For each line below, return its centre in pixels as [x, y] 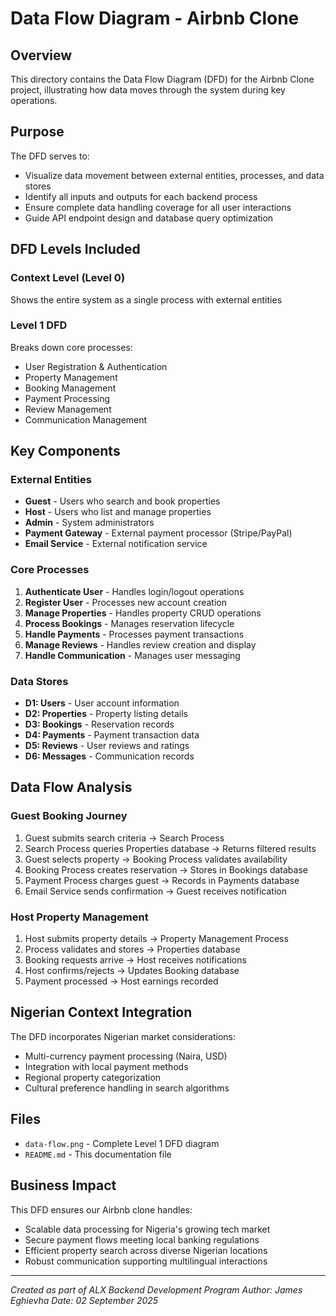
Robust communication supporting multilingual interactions [146, 1261]
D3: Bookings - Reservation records [99, 724]
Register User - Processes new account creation [125, 602]
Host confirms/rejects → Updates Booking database [132, 971]
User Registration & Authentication [96, 366]
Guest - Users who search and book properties [122, 501]
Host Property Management [79, 917]
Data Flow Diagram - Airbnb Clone [155, 18]
